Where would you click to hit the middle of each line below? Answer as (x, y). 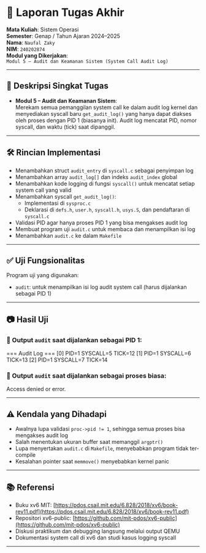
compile (25, 455)
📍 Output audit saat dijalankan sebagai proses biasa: (86, 375)
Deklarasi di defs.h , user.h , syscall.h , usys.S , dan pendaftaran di (107, 209)
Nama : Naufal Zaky (31, 42)
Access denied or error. (36, 389)
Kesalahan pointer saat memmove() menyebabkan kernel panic (92, 462)
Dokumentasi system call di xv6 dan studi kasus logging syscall (96, 537)
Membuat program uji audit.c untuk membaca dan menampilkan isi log (105, 229)
